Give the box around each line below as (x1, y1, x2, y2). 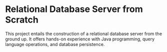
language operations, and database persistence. (5, 41, 105, 47)
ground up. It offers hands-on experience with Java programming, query (5, 36, 155, 42)
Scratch (5, 14, 38, 25)
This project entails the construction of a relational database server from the (5, 30, 162, 36)
